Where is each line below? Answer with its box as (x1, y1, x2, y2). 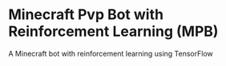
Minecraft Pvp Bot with (8, 6, 164, 24)
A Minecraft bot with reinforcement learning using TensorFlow (8, 49, 214, 58)
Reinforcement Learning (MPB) (8, 22, 219, 41)
